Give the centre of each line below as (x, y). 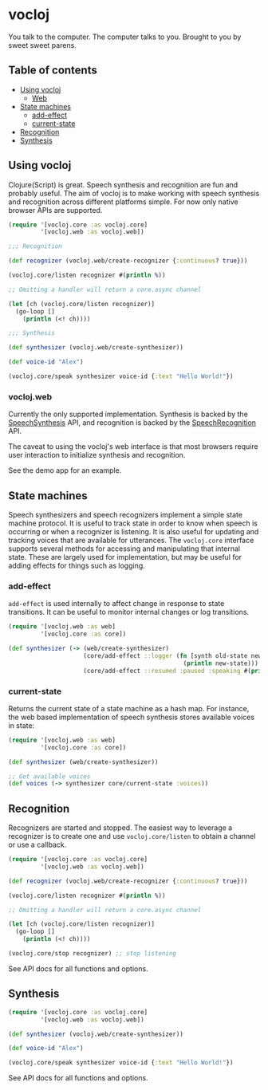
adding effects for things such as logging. (77, 566)
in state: (22, 725)
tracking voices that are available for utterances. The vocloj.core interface (131, 541)
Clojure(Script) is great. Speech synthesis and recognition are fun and (123, 184)
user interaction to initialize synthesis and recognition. (97, 455)
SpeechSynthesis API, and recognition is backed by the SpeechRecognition (132, 423)
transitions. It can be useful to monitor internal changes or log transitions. (129, 612)
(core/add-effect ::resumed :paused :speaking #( (167, 671)
